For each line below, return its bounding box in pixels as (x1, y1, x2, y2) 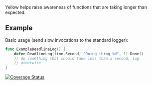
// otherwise (14, 61, 41, 66)
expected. (5, 9, 26, 15)
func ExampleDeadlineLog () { (5, 47, 66, 52)
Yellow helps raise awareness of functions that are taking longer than (5, 4, 148, 10)
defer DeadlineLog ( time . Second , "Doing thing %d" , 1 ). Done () (14, 51, 144, 56)
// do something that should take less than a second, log (14, 56, 140, 61)
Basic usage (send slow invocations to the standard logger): (5, 37, 129, 43)
